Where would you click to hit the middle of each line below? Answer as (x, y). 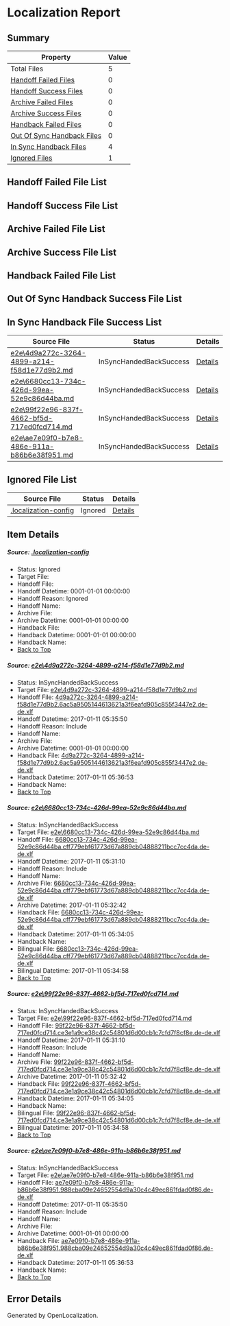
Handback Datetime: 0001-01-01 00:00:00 (77, 635)
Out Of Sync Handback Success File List (95, 299)
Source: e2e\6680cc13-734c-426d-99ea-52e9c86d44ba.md (97, 807)
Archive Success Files (46, 113)
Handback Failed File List (62, 275)
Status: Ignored (39, 569)
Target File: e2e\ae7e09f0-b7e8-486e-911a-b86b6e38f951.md (105, 1175)
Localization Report (64, 13)
